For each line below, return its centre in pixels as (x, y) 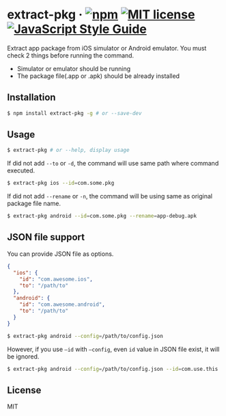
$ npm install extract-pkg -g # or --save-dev (74, 113)
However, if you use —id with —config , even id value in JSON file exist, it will (113, 349)
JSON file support (46, 237)
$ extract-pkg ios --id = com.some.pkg (61, 183)
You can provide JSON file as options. (60, 254)
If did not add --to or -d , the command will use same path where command (113, 164)
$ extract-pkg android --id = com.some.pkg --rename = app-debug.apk (102, 216)
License (24, 390)
